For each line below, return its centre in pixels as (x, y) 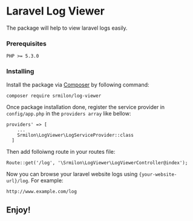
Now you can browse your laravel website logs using (72, 174)
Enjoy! (18, 210)
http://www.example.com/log (42, 191)
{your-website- (158, 174)
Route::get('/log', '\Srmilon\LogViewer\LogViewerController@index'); (97, 163)
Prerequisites (26, 44)
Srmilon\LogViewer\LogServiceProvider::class (76, 135)
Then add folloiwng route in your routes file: (61, 151)
